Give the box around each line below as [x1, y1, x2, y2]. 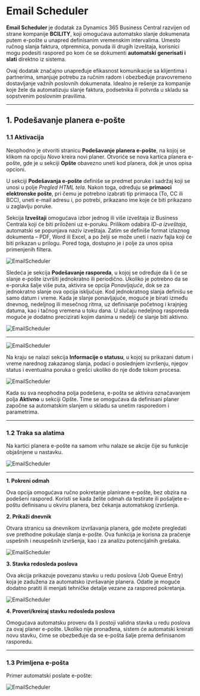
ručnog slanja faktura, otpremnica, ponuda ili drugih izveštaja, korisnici [6, 43, 180, 50]
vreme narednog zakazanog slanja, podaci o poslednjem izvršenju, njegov [6, 359, 189, 367]
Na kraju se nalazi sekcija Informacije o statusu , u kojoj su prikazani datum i [6, 353, 193, 361]
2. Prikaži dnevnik [6, 512, 52, 520]
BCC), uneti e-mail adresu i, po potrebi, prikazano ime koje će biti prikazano [6, 196, 192, 203]
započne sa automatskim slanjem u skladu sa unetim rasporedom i [6, 402, 170, 409]
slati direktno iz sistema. [6, 55, 67, 63]
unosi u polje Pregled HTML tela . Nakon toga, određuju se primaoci [6, 184, 172, 191]
